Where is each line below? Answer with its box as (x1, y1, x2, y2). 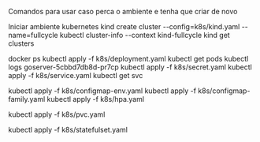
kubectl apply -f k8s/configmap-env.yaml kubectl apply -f (8, 86, 197, 95)
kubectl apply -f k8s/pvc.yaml (8, 110, 106, 119)
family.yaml (8, 95, 46, 103)
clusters (8, 39, 35, 48)
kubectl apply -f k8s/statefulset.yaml (8, 125, 128, 134)
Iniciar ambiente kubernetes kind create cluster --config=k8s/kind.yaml (8, 22, 240, 31)
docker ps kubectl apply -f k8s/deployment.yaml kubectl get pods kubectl (8, 54, 249, 63)
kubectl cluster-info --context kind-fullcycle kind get (59, 31, 230, 39)
